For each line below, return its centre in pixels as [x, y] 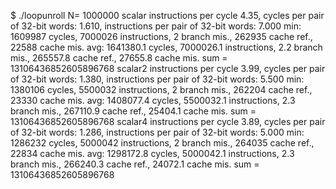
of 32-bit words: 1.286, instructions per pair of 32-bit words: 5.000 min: [157, 132]
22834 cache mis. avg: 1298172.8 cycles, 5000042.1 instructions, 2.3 [152, 153]
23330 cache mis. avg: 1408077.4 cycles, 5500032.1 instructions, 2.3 [153, 100]
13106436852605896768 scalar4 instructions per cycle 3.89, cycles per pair [168, 121]
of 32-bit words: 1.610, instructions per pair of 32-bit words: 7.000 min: [156, 26]
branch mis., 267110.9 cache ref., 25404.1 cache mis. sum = [133, 111]
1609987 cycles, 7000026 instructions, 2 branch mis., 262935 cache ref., [161, 36]
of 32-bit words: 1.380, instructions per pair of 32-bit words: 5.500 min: [157, 79]
